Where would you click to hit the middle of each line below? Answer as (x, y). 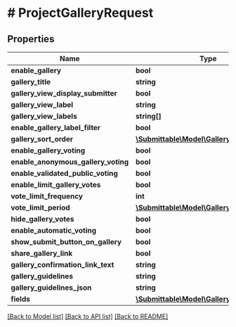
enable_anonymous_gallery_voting (70, 162)
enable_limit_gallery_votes (56, 185)
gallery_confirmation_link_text (63, 265)
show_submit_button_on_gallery (66, 242)
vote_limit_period (40, 207)
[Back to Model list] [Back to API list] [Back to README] (88, 316)
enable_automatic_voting (54, 230)
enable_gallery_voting (48, 150)
